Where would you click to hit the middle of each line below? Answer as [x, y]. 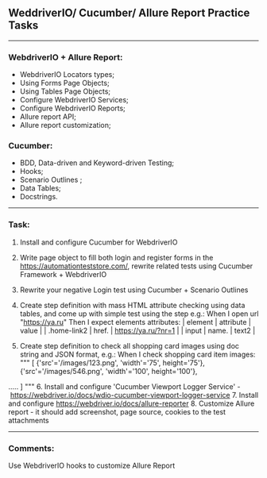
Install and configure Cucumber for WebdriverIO [99, 242]
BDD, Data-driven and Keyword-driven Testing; [97, 163]
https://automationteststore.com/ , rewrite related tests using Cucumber [136, 266]
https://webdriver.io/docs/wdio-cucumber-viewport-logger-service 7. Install [134, 395]
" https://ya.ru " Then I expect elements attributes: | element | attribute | [135, 322]
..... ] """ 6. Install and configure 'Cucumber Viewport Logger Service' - [124, 386]
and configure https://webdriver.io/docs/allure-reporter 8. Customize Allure [132, 403]
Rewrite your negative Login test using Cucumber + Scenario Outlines [134, 290]
